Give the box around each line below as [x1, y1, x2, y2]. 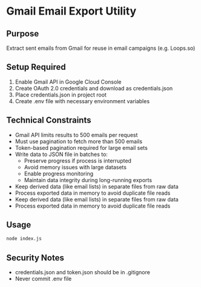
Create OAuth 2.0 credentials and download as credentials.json [15, 84, 173, 92]
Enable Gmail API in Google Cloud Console [15, 78, 122, 86]
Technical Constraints [6, 115, 91, 126]
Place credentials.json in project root [15, 91, 107, 98]
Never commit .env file [15, 275, 72, 283]
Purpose [6, 29, 39, 39]
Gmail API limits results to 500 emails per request [15, 131, 138, 138]
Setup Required [6, 62, 67, 72]
